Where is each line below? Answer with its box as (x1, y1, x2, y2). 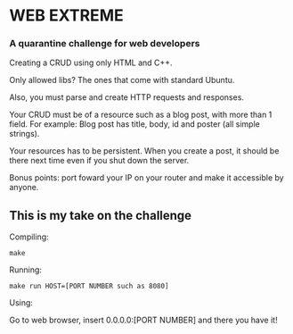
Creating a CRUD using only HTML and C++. (9, 57, 173, 68)
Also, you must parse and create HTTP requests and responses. (9, 92, 245, 103)
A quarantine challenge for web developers (9, 38, 200, 50)
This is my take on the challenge (9, 207, 192, 223)
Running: (9, 264, 43, 275)
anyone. (9, 182, 39, 193)
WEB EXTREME (9, 5, 124, 26)
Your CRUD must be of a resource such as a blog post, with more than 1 (9, 109, 273, 121)
